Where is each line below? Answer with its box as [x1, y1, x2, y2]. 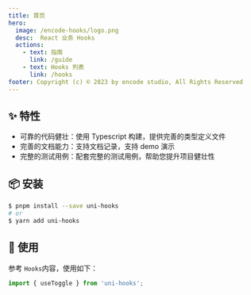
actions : [15, 41, 44, 49]
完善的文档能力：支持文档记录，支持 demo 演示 [19, 142, 176, 151]
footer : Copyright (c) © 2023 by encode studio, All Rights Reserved [8, 78, 244, 86]
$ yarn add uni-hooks [8, 216, 80, 224]
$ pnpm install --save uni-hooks [8, 202, 119, 210]
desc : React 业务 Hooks [15, 33, 95, 42]
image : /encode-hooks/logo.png [15, 26, 119, 34]
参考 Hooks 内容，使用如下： [8, 263, 98, 273]
